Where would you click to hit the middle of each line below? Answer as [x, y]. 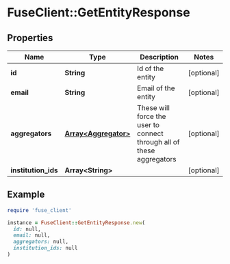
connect [150, 133]
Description [159, 57]
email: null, [32, 235]
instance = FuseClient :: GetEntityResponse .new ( [76, 223]
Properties [30, 38]
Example [26, 195]
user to [148, 125]
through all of [158, 142]
